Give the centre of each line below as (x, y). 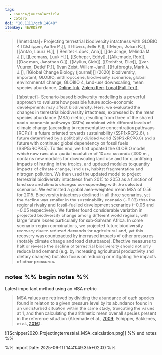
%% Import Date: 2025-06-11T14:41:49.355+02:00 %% (60, 347)
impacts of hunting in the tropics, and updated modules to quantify (83, 164)
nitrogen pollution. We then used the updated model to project (79, 174)
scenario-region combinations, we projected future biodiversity (80, 226)
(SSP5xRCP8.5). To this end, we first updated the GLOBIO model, (81, 149)
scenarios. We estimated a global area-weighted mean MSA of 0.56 (84, 190)
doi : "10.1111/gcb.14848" (31, 23)
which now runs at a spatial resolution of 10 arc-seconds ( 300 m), (83, 154)
